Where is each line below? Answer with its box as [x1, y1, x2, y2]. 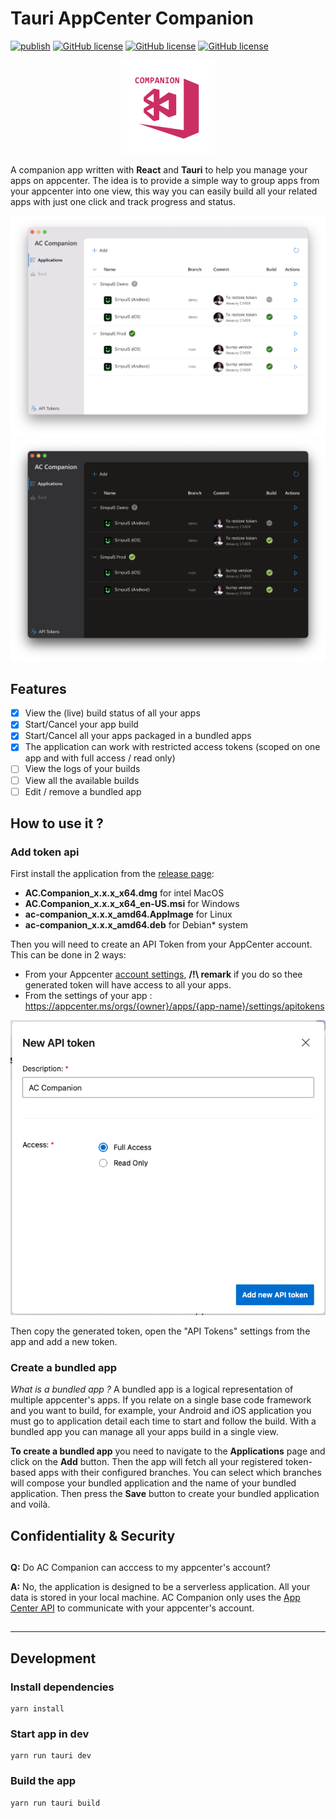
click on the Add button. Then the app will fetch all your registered [10, 1456, 283, 1468]
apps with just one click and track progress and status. [10, 195, 237, 207]
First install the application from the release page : [10, 868, 215, 880]
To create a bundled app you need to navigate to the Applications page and [10, 1445, 326, 1457]
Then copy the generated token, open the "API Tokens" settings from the [10, 1325, 311, 1337]
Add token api [10, 845, 80, 859]
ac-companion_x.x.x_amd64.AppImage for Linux [24, 908, 233, 921]
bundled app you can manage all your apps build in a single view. [10, 1426, 279, 1438]
